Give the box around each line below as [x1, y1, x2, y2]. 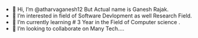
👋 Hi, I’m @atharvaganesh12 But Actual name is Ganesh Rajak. [12, 6, 169, 13]
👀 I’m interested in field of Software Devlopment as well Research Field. [12, 12, 193, 19]
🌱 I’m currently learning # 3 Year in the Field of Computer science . [12, 19, 180, 25]
